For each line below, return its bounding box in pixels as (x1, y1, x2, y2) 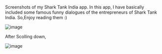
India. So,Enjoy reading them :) (5, 15, 67, 20)
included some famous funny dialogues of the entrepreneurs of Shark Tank (5, 9, 157, 15)
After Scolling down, (5, 34, 46, 39)
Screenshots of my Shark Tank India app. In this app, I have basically (5, 4, 144, 10)
